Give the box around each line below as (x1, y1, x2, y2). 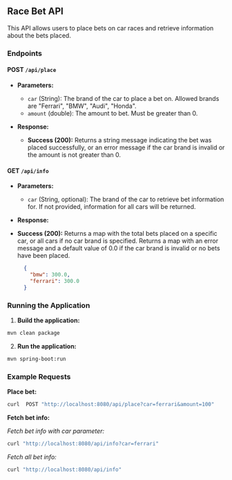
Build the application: (17, 316, 80, 324)
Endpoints (7, 48, 43, 58)
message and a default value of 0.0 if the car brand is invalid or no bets (17, 244, 220, 252)
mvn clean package (7, 329, 60, 336)
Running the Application (7, 300, 90, 310)
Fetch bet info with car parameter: (7, 427, 105, 435)
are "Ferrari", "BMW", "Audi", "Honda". (27, 102, 137, 110)
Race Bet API (7, 6, 64, 17)
